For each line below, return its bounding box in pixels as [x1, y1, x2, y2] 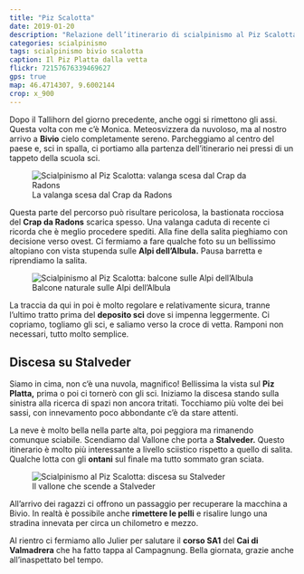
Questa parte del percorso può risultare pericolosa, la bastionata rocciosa [9, 206, 285, 217]
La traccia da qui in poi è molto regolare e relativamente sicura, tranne [9, 300, 271, 311]
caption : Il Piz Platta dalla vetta [9, 55, 147, 64]
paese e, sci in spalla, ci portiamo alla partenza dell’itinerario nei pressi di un [9, 142, 294, 154]
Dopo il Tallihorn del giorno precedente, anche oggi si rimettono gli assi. [9, 114, 278, 125]
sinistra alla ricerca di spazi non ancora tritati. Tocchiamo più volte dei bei [9, 397, 284, 408]
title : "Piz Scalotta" [9, 13, 95, 23]
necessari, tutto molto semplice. [9, 328, 129, 340]
